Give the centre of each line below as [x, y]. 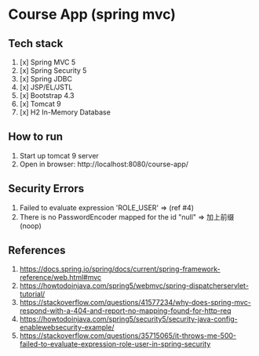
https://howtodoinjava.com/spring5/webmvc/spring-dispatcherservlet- [134, 286]
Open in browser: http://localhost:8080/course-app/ [104, 164]
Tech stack [36, 44]
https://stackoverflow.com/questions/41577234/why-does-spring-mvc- [135, 303]
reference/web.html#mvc [60, 278]
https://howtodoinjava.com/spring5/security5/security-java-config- [128, 319]
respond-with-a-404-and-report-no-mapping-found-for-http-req [125, 311]
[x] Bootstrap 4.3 [47, 95]
